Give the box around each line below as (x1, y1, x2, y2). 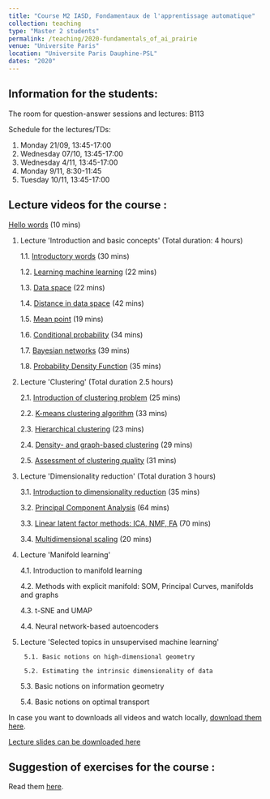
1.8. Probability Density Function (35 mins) (19, 361, 162, 371)
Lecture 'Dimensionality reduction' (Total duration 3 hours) (19, 471, 216, 481)
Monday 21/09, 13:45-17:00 (19, 140, 112, 150)
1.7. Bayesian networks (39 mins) (19, 346, 131, 355)
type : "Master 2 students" (8, 27, 100, 35)
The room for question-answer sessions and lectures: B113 (8, 109, 204, 118)
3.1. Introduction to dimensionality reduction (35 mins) (19, 487, 200, 496)
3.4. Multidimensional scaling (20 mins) (19, 534, 152, 543)
